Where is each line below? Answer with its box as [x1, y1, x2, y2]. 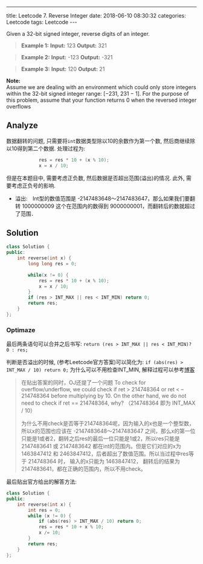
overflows [6, 103, 31, 110]
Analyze [6, 121, 38, 131]
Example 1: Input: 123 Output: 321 [21, 42, 107, 49]
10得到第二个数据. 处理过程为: [11, 145, 86, 152]
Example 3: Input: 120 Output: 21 [21, 65, 105, 73]
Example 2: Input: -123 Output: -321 [21, 54, 113, 61]
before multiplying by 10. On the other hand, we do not [51, 392, 187, 400]
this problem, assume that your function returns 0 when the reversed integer [6, 96, 197, 104]
